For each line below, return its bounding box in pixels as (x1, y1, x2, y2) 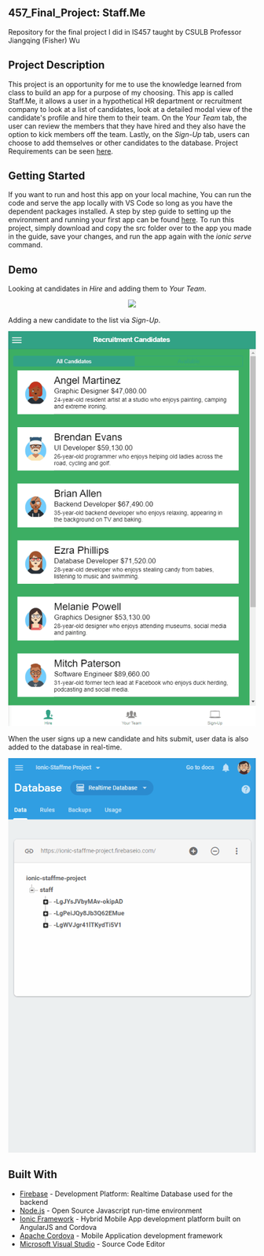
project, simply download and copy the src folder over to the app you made (8, 224, 252, 233)
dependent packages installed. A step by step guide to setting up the (8, 206, 232, 216)
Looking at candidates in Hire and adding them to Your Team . (8, 284, 207, 294)
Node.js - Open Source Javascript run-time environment (19, 1206, 203, 1215)
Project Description (8, 58, 105, 72)
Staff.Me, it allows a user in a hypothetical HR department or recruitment (8, 96, 242, 106)
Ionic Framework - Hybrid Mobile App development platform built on (19, 1213, 241, 1224)
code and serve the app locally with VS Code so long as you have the (8, 199, 233, 208)
